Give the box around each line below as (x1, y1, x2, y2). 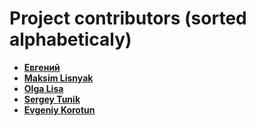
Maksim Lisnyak (23, 72, 94, 84)
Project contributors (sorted (9, 7, 247, 30)
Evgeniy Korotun (23, 103, 96, 116)
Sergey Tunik (23, 93, 81, 105)
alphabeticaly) (9, 28, 132, 51)
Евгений (23, 61, 61, 73)
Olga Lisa (23, 82, 64, 94)
